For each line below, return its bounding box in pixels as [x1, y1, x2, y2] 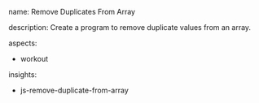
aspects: [8, 38, 37, 48]
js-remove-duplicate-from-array [20, 85, 129, 95]
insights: [8, 70, 37, 79]
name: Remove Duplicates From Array [8, 7, 136, 16]
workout [20, 54, 49, 63]
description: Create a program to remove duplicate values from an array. [8, 23, 251, 32]
